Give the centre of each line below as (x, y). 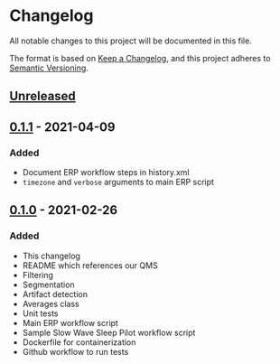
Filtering (38, 275)
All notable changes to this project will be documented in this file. (131, 41)
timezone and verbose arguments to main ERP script (118, 182)
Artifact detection (55, 294)
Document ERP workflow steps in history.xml (106, 173)
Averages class (51, 303)
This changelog (51, 256)
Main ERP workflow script (70, 322)
